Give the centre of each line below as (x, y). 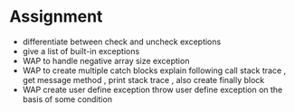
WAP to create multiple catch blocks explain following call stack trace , (154, 70)
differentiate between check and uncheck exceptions (122, 42)
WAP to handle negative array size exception (106, 61)
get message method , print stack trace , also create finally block (143, 79)
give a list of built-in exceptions (81, 51)
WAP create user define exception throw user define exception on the (152, 89)
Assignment (56, 17)
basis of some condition (67, 99)
